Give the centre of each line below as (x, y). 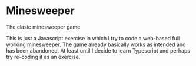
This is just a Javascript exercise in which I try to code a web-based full (93, 38)
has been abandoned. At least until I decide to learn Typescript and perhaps (98, 50)
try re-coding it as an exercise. (43, 57)
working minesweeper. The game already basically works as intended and (96, 44)
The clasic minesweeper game (43, 27)
